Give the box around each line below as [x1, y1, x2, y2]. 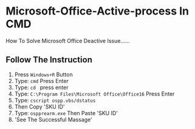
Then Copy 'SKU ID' [14, 103, 65, 110]
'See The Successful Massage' [14, 116, 92, 123]
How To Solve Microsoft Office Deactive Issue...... [5, 37, 130, 44]
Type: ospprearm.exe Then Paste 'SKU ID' [14, 109, 118, 116]
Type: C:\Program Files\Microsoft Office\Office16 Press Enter [14, 90, 175, 98]
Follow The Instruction [5, 55, 92, 65]
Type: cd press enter [14, 84, 69, 91]
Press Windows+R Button [14, 71, 74, 78]
